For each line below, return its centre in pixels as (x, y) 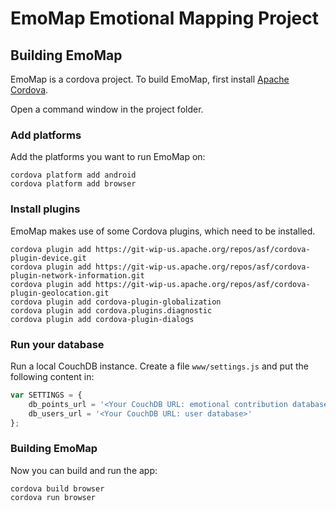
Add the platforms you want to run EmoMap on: (108, 157)
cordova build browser (57, 488)
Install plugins (45, 209)
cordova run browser (53, 497)
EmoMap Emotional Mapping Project (165, 18)
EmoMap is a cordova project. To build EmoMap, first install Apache (150, 79)
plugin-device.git (48, 258)
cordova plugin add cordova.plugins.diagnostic (111, 310)
